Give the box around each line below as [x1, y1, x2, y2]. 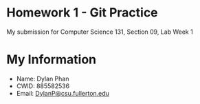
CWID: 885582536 [16, 81, 70, 90]
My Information [6, 52, 97, 67]
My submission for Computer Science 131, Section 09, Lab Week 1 [6, 28, 193, 36]
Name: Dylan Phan [16, 74, 69, 83]
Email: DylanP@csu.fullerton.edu [16, 89, 109, 97]
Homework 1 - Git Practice [6, 5, 159, 21]
